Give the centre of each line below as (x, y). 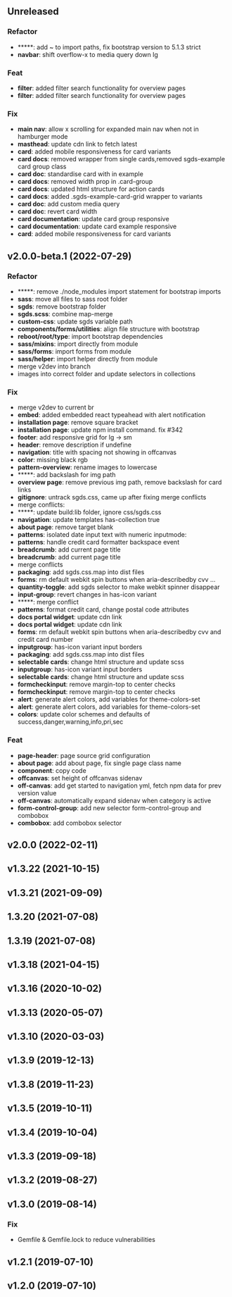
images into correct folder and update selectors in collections (106, 373)
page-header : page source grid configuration (84, 755)
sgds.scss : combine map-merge (65, 314)
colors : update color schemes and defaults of (84, 714)
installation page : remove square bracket (78, 423)
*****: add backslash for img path (66, 475)
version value (37, 793)
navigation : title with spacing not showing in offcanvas (97, 452)
